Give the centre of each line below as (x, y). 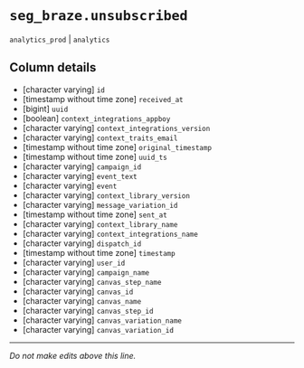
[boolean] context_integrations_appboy (96, 118)
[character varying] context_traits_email (100, 137)
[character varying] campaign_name (86, 272)
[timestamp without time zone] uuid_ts (95, 156)
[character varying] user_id (74, 262)
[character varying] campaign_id (82, 166)
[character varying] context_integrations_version (116, 127)
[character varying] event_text (80, 175)
